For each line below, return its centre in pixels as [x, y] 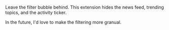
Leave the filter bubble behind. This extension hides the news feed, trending [85, 7]
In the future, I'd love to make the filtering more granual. [63, 22]
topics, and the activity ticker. [36, 12]
